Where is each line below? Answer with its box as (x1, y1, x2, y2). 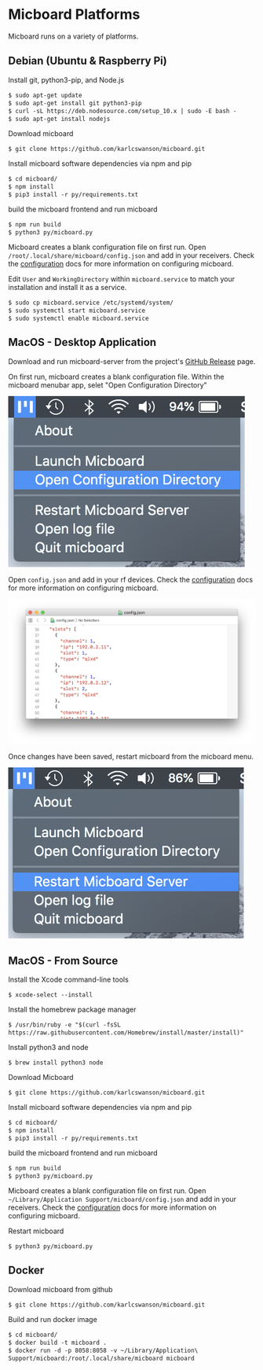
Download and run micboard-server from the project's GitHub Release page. (8, 356, 256, 366)
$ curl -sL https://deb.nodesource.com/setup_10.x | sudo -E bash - (8, 107, 237, 115)
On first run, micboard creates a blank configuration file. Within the (8, 372, 225, 381)
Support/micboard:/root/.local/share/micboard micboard (8, 1354, 195, 1362)
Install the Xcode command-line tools (8, 975, 130, 984)
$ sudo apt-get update (8, 91, 82, 99)
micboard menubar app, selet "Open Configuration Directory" (8, 380, 208, 390)
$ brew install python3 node (8, 1059, 104, 1067)
